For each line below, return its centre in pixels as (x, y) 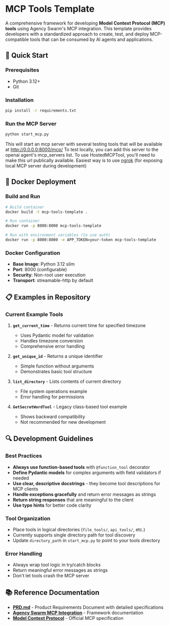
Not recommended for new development (63, 422)
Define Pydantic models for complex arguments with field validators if (87, 472)
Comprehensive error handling (53, 346)
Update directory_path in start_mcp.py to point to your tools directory (86, 540)
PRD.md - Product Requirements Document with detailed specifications (88, 607)
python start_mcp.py (27, 134)
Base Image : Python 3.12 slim (44, 264)
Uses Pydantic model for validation (57, 335)
